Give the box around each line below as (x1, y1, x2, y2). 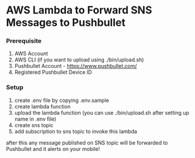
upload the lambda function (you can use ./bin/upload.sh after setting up (14, 109, 190, 116)
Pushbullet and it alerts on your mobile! (6, 145, 100, 152)
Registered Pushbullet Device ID (14, 68, 92, 76)
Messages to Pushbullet (6, 16, 126, 29)
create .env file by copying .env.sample (14, 97, 109, 104)
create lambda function (14, 103, 71, 110)
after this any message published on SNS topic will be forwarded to (6, 139, 168, 146)
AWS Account (14, 50, 48, 57)
